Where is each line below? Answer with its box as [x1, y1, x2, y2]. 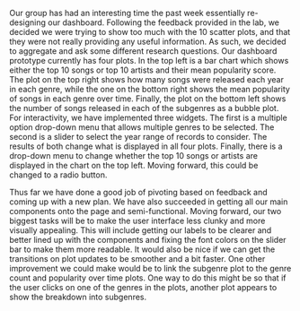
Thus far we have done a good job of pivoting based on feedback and [9, 187, 268, 197]
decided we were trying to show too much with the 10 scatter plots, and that [9, 27, 291, 37]
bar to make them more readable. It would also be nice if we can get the [9, 244, 276, 255]
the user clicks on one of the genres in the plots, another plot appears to [9, 282, 278, 292]
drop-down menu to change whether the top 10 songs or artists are [9, 151, 259, 160]
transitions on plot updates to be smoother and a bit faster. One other [9, 254, 266, 263]
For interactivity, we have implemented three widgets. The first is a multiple [9, 112, 287, 123]
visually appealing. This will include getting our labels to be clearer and [9, 225, 272, 236]
